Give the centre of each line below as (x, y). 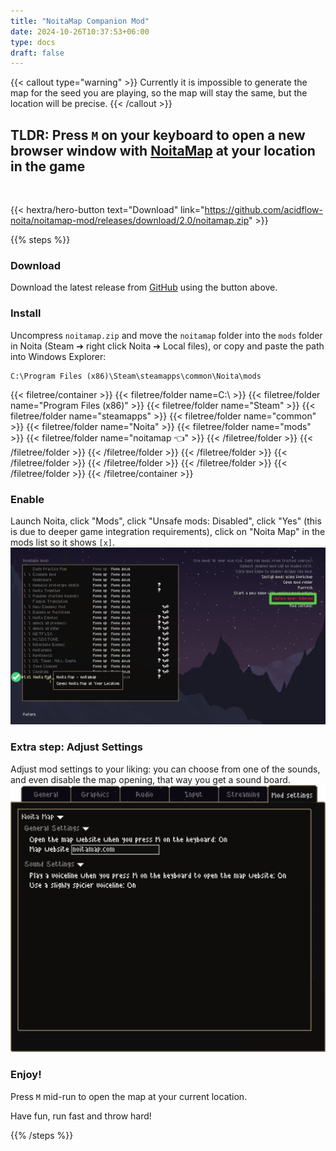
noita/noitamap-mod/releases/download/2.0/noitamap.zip (130, 221)
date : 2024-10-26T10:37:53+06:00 (80, 31)
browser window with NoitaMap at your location (163, 150)
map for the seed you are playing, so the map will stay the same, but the (159, 93)
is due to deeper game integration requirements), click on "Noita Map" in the (168, 531)
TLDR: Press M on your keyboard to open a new (158, 135)
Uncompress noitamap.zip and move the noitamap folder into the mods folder (166, 335)
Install (26, 313)
